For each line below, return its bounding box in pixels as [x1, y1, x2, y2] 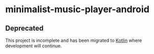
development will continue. [5, 43, 62, 49]
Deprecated [5, 24, 44, 33]
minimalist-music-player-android [5, 4, 149, 15]
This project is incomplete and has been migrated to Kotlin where [5, 37, 142, 43]
